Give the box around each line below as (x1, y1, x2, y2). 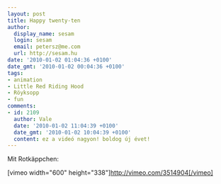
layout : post (7, 10, 46, 18)
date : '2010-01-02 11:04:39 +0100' (13, 122, 119, 130)
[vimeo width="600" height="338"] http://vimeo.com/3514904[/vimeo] (7, 168, 214, 177)
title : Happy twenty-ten (7, 17, 81, 24)
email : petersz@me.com (13, 43, 81, 50)
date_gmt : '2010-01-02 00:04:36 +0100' (7, 63, 125, 70)
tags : (7, 69, 23, 76)
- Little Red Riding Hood (7, 83, 84, 90)
